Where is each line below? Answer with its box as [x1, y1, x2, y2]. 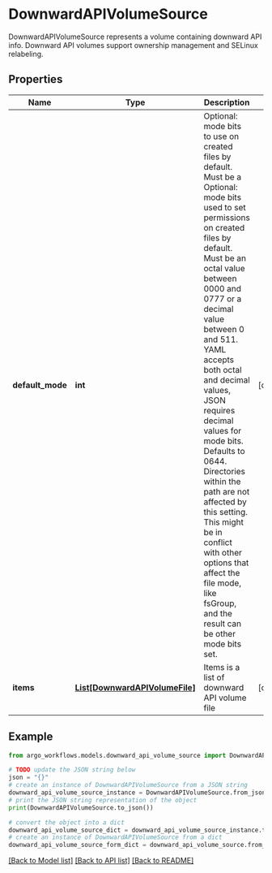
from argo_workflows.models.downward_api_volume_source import [8, 751, 227, 759]
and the [203, 607, 233, 619]
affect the [203, 567, 240, 578]
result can [203, 618, 242, 629]
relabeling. [8, 49, 44, 58]
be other [203, 628, 236, 639]
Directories [203, 465, 245, 477]
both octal [203, 364, 242, 375]
